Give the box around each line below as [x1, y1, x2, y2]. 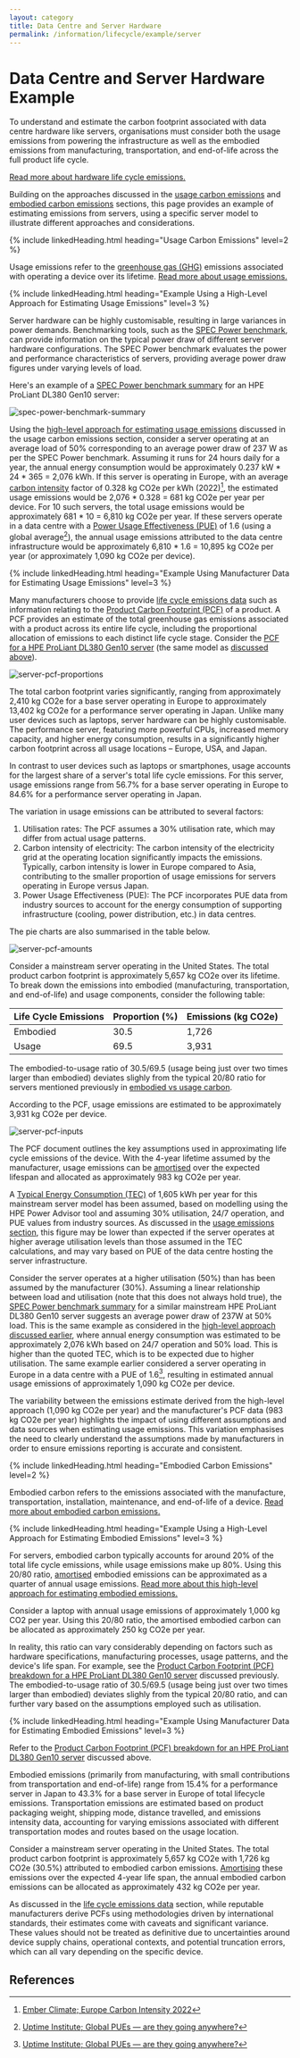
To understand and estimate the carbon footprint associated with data [9, 117, 267, 128]
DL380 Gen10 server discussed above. [9, 1752, 152, 1763]
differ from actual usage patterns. [21, 832, 146, 844]
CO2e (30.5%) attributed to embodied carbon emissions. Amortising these [9, 1862, 283, 1873]
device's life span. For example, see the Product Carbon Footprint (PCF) [9, 1661, 275, 1671]
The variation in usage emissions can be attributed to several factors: [9, 805, 264, 817]
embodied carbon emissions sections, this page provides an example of [9, 198, 274, 210]
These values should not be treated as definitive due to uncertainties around [9, 1928, 290, 1938]
